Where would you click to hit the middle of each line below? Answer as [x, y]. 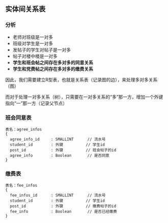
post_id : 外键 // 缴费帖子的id [63, 206]
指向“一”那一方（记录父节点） [36, 103]
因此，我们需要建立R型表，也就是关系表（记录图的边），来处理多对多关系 [81, 79]
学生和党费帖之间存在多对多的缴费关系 [53, 69]
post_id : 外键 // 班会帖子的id [63, 150]
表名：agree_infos [24, 129]
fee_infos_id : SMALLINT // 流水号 [58, 196]
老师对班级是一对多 [33, 37]
